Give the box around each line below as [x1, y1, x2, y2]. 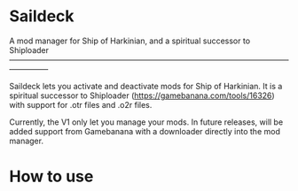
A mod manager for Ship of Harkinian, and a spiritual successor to [9, 35, 251, 46]
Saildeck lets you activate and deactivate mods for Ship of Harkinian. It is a [9, 80, 283, 91]
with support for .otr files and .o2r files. [9, 99, 153, 110]
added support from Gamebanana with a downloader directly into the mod [9, 126, 281, 136]
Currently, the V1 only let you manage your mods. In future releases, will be [9, 117, 284, 127]
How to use [9, 166, 94, 187]
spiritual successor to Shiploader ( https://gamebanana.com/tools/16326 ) [9, 90, 275, 101]
